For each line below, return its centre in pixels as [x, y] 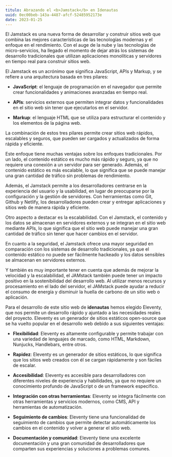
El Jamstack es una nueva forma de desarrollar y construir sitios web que [83, 34]
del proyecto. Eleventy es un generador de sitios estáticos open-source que [86, 318]
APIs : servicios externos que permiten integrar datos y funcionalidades [88, 102]
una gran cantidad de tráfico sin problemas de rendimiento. [68, 176]
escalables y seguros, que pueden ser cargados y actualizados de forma [82, 139]
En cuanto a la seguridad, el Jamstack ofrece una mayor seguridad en [80, 244]
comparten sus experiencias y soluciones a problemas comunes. [81, 449]
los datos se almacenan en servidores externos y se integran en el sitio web [85, 223]
